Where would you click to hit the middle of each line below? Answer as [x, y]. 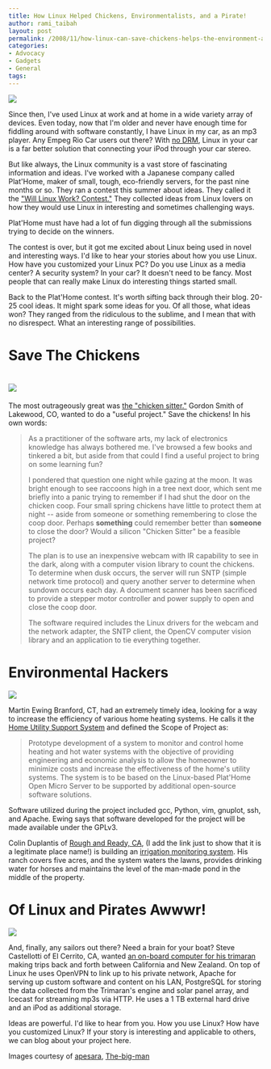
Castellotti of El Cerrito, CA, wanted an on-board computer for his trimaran [132, 956]
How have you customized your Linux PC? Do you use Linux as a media [127, 264]
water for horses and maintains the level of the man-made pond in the [125, 869]
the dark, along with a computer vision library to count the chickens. [142, 564]
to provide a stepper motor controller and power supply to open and [141, 598]
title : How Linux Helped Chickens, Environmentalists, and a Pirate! [128, 16]
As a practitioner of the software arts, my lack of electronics [128, 438]
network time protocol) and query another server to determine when [142, 581]
